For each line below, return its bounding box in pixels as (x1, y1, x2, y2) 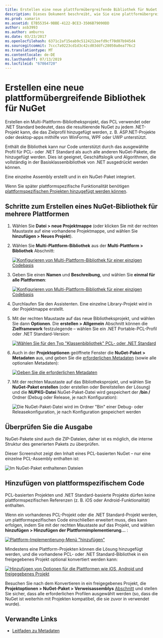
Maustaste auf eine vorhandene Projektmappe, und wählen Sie (12, 228, 138, 234)
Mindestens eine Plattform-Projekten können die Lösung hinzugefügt (5, 546, 143, 552)
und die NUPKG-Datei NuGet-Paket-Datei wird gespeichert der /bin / (12, 389, 150, 395)
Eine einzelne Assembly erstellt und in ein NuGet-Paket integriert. (5, 174, 136, 180)
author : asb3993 (5, 25, 38, 30)
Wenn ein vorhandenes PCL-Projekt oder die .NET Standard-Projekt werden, (5, 512, 158, 518)
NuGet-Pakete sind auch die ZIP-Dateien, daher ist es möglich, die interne (5, 436, 153, 442)
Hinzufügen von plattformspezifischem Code (5, 479, 145, 487)
